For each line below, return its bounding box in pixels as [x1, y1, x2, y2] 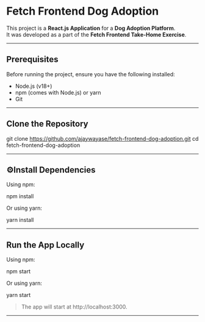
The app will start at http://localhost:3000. [21, 303, 128, 310]
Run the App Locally [6, 240, 85, 250]
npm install [6, 193, 34, 200]
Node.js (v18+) [15, 82, 52, 90]
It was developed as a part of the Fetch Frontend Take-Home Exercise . [6, 30, 187, 38]
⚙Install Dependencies [6, 165, 96, 175]
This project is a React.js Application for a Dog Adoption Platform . [6, 24, 176, 32]
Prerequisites [6, 54, 59, 65]
